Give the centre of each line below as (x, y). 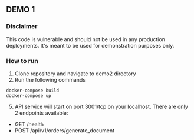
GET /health (29, 124)
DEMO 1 (21, 10)
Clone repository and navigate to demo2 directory (75, 74)
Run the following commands (50, 79)
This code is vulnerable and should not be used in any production (86, 39)
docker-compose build (33, 91)
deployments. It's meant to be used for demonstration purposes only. (90, 45)
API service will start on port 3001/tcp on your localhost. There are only (101, 106)
